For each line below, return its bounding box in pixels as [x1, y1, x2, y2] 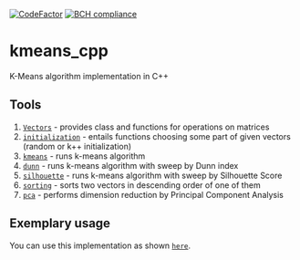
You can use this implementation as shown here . [9, 240, 191, 251]
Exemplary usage [9, 215, 111, 232]
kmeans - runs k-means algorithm [22, 151, 146, 161]
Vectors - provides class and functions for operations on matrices [22, 121, 270, 132]
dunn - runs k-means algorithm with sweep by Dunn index [22, 160, 239, 171]
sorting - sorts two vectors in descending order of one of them [22, 179, 262, 191]
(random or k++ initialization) [22, 140, 132, 151]
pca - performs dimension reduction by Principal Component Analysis [22, 189, 284, 200]
